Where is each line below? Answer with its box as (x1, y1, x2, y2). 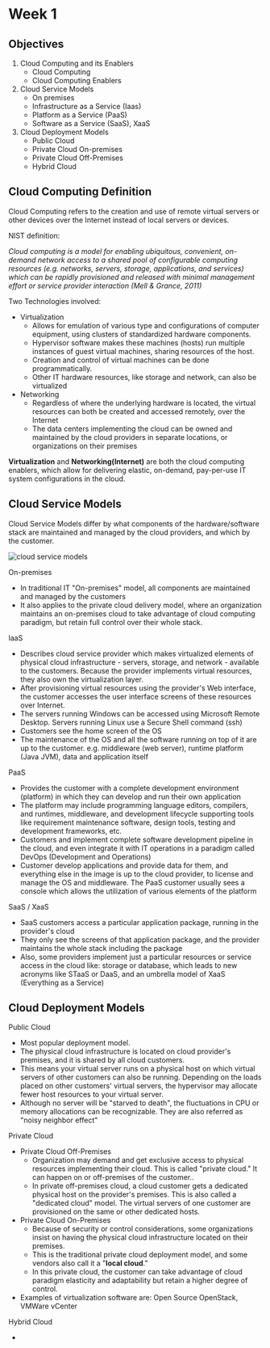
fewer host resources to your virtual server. (19, 1089, 164, 1100)
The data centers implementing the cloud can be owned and (31, 424, 233, 433)
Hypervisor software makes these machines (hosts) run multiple (31, 337, 246, 348)
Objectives (8, 37, 64, 51)
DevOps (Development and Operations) (19, 851, 152, 861)
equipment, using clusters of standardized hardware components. (31, 329, 251, 339)
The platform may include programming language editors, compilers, (19, 800, 248, 809)
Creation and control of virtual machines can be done (31, 355, 210, 365)
